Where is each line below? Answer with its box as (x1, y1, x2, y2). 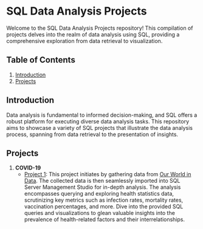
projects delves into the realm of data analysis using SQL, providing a (6, 30, 180, 38)
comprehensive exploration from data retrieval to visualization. (6, 37, 163, 44)
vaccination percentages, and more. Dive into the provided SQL (24, 203, 184, 210)
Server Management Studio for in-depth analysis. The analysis (24, 183, 181, 191)
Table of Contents (6, 55, 76, 65)
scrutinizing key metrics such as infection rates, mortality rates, (24, 196, 184, 204)
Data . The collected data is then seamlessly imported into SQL (24, 177, 181, 185)
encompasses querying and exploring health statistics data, (24, 190, 174, 197)
